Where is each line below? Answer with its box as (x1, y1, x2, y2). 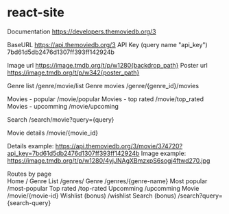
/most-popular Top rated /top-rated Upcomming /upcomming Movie (7, 184, 200, 192)
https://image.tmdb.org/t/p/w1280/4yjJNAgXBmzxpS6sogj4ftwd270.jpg (7, 156, 210, 165)
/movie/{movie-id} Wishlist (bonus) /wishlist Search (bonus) (7, 191, 177, 200)
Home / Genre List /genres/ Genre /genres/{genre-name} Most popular (7, 176, 208, 185)
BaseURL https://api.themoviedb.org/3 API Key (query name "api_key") (7, 40, 208, 49)
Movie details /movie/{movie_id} (7, 129, 98, 137)
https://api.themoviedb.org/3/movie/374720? (55, 142, 183, 150)
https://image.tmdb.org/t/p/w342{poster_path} (7, 68, 140, 77)
